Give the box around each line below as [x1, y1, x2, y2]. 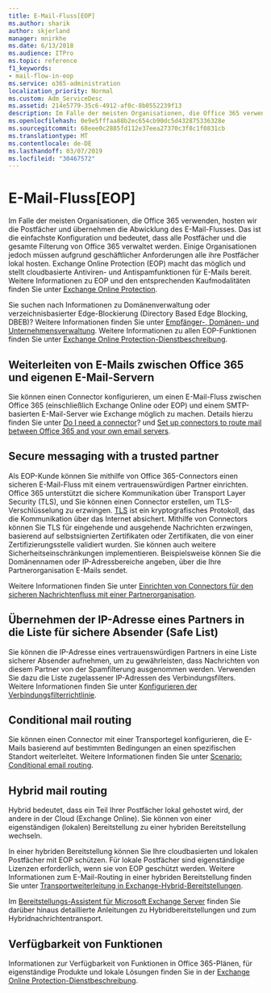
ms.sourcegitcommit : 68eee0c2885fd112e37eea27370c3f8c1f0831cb [8, 124, 226, 132]
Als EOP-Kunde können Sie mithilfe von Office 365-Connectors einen [8, 471, 239, 480]
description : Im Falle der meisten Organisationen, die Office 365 [8, 110, 240, 118]
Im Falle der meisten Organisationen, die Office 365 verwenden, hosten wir [8, 216, 258, 226]
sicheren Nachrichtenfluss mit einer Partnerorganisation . [8, 589, 197, 599]
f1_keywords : [8, 65, 52, 73]
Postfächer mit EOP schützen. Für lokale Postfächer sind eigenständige [8, 855, 245, 865]
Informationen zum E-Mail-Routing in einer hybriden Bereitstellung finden [8, 873, 252, 882]
